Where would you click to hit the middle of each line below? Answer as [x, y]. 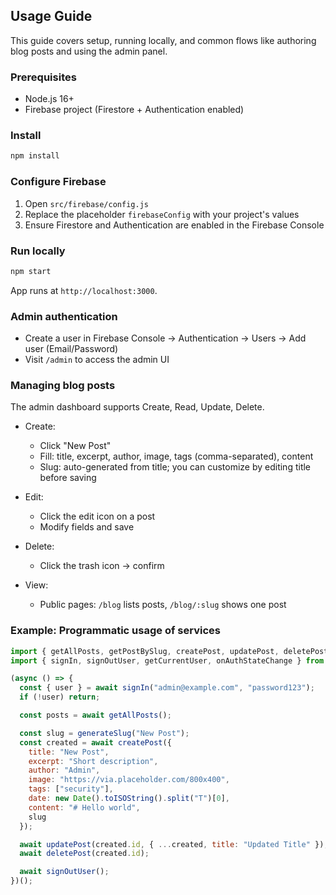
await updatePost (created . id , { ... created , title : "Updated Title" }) [172, 844]
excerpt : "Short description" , [93, 761]
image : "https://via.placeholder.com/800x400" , [129, 780]
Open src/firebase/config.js [86, 203]
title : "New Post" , [69, 752]
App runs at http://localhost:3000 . [84, 290]
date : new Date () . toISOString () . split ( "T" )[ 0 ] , [129, 799]
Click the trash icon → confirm [102, 566]
